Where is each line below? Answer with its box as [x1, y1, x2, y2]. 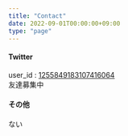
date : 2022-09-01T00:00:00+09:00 [8, 19, 121, 28]
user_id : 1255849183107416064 [8, 70, 115, 79]
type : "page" [8, 27, 52, 35]
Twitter [8, 52, 34, 62]
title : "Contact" [8, 11, 67, 20]
